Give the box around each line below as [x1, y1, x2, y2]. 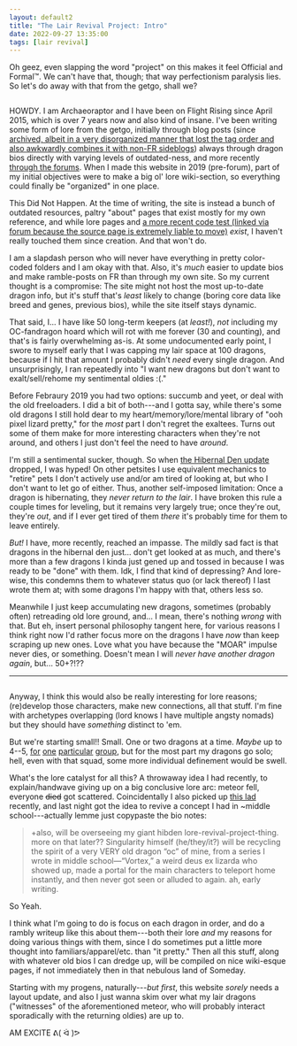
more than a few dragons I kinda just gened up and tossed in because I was [9, 557, 285, 567]
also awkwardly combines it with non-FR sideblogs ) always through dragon [9, 143, 284, 154]
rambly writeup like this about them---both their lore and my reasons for [9, 927, 272, 938]
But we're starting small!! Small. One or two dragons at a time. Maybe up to [9, 736, 283, 748]
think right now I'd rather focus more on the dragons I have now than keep [9, 630, 280, 641]
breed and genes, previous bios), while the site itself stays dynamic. [9, 300, 257, 311]
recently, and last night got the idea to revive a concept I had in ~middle [9, 801, 271, 811]
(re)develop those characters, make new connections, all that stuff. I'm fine [9, 701, 283, 711]
